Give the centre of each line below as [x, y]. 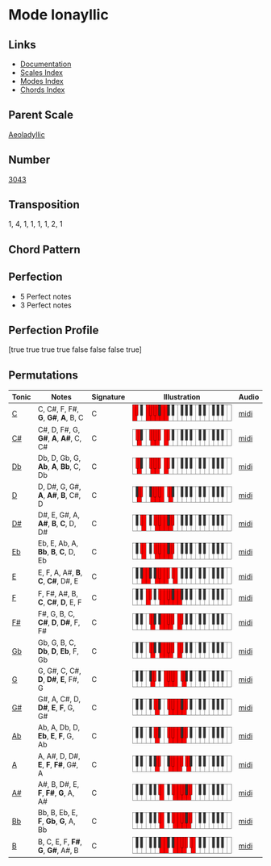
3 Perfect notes [46, 305]
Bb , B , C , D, [56, 552]
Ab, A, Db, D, [59, 727]
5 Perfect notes [46, 296]
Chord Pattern [44, 249]
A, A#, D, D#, [59, 755]
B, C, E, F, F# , [60, 842]
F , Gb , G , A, [56, 822]
